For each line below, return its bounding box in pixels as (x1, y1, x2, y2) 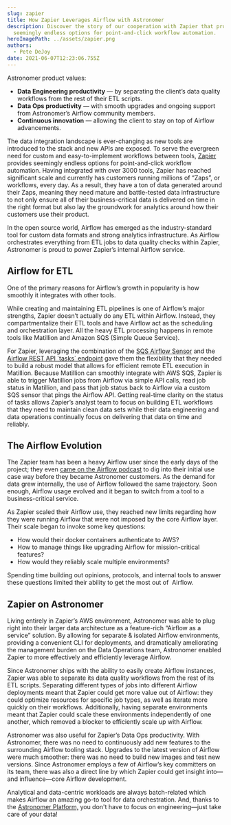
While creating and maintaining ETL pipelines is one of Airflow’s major (7, 304, 205, 312)
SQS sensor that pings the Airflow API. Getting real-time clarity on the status (7, 390, 223, 399)
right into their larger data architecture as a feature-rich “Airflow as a (7, 624, 201, 632)
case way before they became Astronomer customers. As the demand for (7, 473, 216, 481)
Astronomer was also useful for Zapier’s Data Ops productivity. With (7, 731, 200, 740)
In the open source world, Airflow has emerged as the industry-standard (7, 223, 212, 231)
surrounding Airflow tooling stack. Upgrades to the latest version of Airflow (7, 746, 220, 754)
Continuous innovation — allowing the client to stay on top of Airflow (16, 116, 214, 125)
